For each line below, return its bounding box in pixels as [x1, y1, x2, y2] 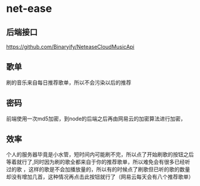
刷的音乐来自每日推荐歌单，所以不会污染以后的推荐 [6, 79, 132, 86]
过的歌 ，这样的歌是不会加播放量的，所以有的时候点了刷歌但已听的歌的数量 [6, 166, 190, 173]
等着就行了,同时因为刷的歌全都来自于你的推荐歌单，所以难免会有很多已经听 [6, 159, 190, 166]
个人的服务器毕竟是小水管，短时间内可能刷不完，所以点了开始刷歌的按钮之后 [6, 151, 194, 158]
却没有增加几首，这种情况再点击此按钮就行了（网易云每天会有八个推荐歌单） [6, 173, 194, 181]
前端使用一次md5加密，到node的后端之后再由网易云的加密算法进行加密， [6, 115, 186, 122]
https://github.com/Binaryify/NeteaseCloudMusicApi [6, 44, 135, 50]
